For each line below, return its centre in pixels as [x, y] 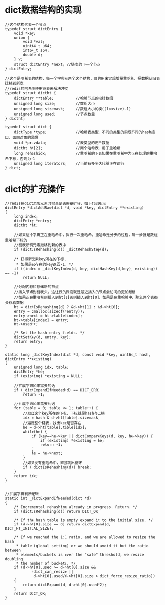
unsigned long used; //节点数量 [54, 114]
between [13, 550]
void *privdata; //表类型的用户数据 [62, 143]
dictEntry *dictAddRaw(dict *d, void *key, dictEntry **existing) [75, 208]
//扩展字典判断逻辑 [22, 494]
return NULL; [36, 277]
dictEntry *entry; [33, 221]
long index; [26, 216]
